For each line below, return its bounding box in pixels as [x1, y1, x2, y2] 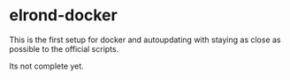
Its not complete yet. [9, 61, 84, 71]
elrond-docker [9, 5, 118, 25]
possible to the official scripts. [9, 43, 119, 54]
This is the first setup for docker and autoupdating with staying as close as [9, 34, 281, 45]
